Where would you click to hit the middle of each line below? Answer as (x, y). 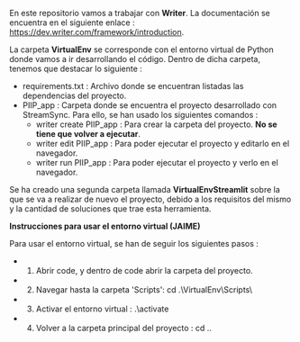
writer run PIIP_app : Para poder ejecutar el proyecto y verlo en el (157, 162)
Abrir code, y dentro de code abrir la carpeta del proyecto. (145, 270)
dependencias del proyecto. (74, 95)
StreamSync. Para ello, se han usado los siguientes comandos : (140, 115)
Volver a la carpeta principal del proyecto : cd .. (123, 328)
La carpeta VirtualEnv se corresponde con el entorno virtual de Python (142, 49)
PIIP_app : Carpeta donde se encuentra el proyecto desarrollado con (150, 105)
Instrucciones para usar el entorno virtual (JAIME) (105, 226)
